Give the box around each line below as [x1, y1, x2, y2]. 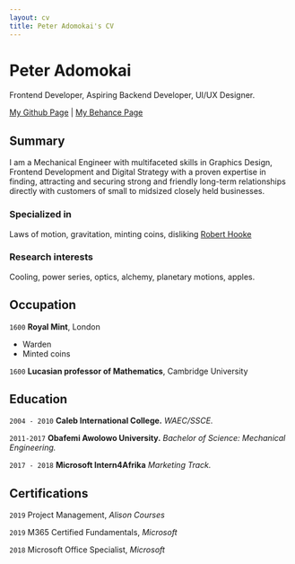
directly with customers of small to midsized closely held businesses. [9, 186, 265, 197]
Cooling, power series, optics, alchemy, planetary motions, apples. [9, 271, 256, 282]
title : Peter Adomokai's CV [9, 22, 115, 31]
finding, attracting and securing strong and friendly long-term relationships [9, 176, 287, 187]
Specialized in [9, 208, 72, 221]
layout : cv [9, 13, 50, 22]
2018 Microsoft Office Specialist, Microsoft [9, 544, 166, 555]
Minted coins [22, 348, 71, 359]
